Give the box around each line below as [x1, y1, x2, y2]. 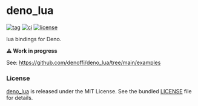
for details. [6, 94, 33, 102]
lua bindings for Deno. [6, 35, 62, 42]
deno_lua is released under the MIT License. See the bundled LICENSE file [6, 88, 192, 95]
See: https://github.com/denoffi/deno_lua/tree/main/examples [6, 59, 161, 66]
